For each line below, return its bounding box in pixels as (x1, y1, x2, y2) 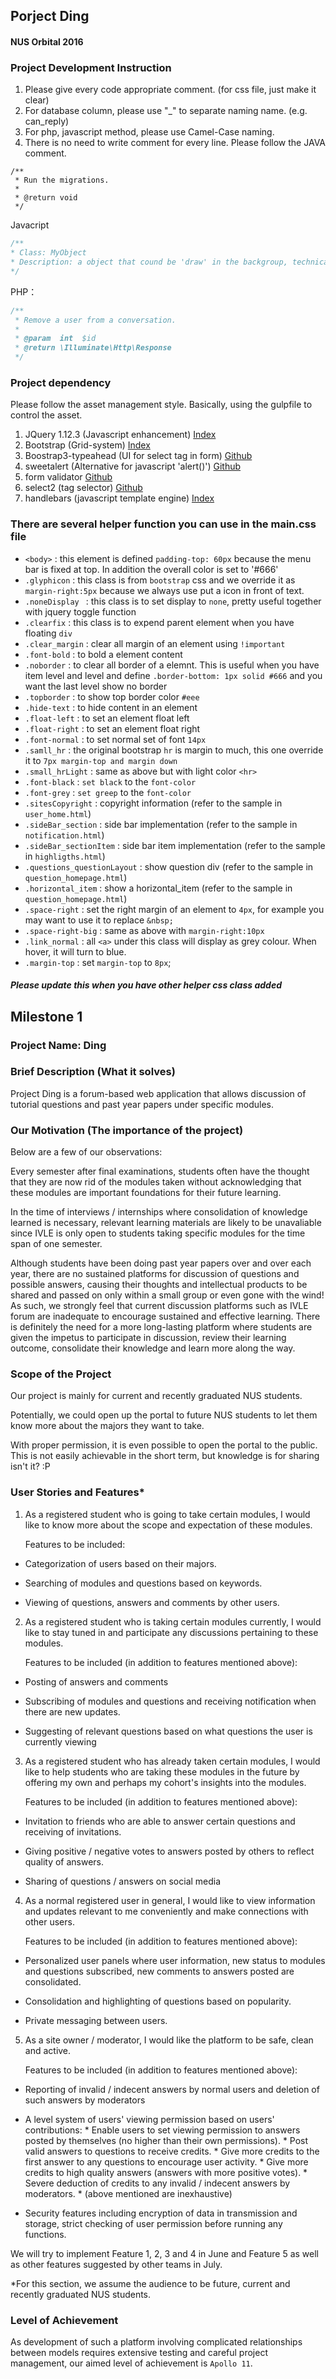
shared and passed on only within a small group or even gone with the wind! (10, 1289, 325, 1301)
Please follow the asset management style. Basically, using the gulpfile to (10, 399, 313, 411)
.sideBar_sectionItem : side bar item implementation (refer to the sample (24, 839, 326, 851)
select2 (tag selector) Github (24, 482, 143, 494)
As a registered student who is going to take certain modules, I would (24, 1508, 311, 1520)
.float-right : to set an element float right (24, 722, 201, 734)
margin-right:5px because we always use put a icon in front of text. (24, 584, 305, 596)
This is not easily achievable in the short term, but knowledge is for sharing (10, 1450, 320, 1462)
